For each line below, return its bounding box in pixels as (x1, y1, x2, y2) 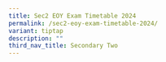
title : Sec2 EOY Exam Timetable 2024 (8, 11, 137, 20)
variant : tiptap (8, 27, 63, 35)
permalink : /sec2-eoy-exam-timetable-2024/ (8, 19, 159, 27)
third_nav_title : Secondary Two (8, 42, 118, 50)
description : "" (8, 34, 63, 43)
